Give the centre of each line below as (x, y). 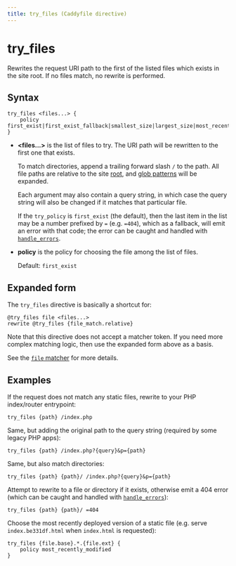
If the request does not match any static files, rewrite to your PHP (102, 397)
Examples (29, 380)
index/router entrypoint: (41, 404)
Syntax (23, 97)
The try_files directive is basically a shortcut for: (80, 305)
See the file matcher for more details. (63, 358)
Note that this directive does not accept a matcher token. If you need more (115, 337)
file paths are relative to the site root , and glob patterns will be (107, 174)
